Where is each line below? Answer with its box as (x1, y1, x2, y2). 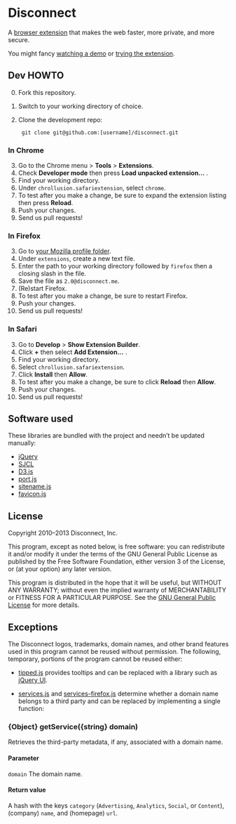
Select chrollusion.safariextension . (18, 362, 125, 371)
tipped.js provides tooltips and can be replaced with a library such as (18, 669, 218, 677)
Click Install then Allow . (18, 370, 88, 379)
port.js (18, 475, 37, 483)
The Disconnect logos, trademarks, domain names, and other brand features (8, 640, 229, 648)
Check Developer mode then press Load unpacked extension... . (18, 169, 209, 177)
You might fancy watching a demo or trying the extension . (8, 49, 175, 58)
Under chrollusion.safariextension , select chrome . (18, 184, 167, 192)
